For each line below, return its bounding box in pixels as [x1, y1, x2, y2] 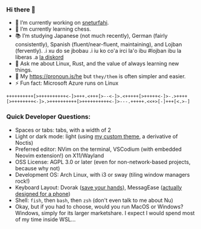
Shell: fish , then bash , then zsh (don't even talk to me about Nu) [14, 197, 174, 204]
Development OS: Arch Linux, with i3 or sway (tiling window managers [14, 171, 190, 178]
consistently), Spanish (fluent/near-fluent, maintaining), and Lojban [14, 41, 182, 48]
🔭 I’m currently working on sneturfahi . [14, 19, 109, 26]
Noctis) [14, 139, 34, 146]
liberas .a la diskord [14, 53, 64, 61]
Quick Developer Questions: [6, 112, 91, 121]
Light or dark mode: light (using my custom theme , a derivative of [14, 132, 178, 140]
